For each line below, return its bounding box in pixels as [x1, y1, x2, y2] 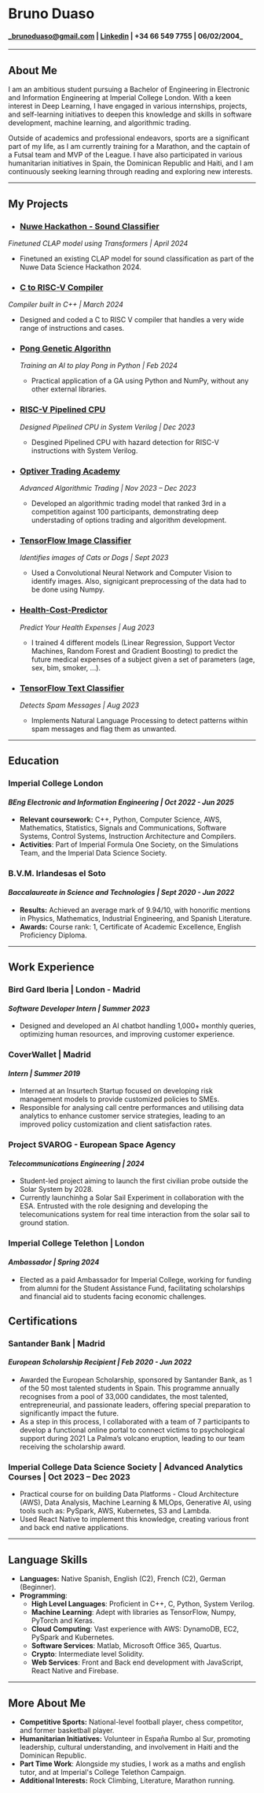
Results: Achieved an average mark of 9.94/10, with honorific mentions [19, 905, 251, 915]
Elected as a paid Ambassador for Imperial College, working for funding [19, 1275, 251, 1284]
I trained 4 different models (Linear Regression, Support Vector [31, 637, 236, 647]
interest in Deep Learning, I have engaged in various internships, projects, [8, 102, 247, 111]
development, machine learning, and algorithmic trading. [8, 118, 192, 128]
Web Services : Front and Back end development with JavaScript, [31, 1658, 244, 1667]
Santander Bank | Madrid [8, 1338, 106, 1349]
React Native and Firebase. [31, 1666, 119, 1676]
